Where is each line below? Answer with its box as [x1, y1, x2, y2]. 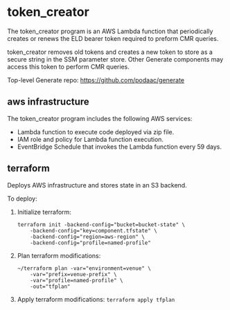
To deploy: [7, 194, 37, 203]
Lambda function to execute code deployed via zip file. [17, 127, 175, 136]
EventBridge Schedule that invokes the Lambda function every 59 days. [17, 143, 222, 151]
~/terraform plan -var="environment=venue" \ [17, 264, 151, 272]
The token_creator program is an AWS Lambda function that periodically [7, 27, 213, 35]
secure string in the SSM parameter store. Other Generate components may [7, 55, 224, 63]
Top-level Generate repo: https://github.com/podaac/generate [7, 75, 185, 84]
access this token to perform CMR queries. [7, 62, 130, 71]
